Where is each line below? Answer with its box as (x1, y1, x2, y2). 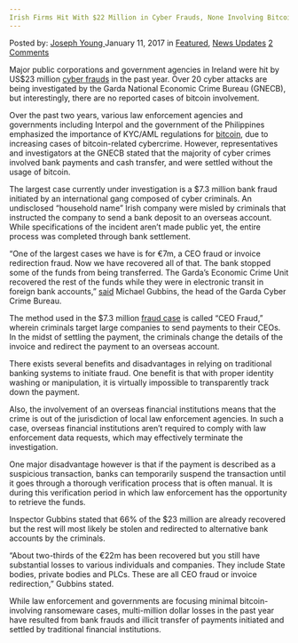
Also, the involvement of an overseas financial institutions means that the (9, 404, 277, 414)
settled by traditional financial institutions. (9, 623, 161, 634)
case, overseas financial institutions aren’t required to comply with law (9, 422, 267, 433)
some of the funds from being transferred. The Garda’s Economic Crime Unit (9, 267, 289, 277)
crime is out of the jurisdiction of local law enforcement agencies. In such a (9, 413, 284, 423)
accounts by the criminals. (9, 533, 106, 543)
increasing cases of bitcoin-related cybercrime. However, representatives (9, 138, 278, 149)
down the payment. (9, 386, 80, 397)
